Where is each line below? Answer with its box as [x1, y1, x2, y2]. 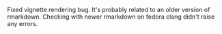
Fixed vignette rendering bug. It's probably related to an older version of [7, 6, 210, 13]
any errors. [7, 20, 38, 27]
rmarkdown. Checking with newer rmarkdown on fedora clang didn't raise [7, 13, 215, 21]
